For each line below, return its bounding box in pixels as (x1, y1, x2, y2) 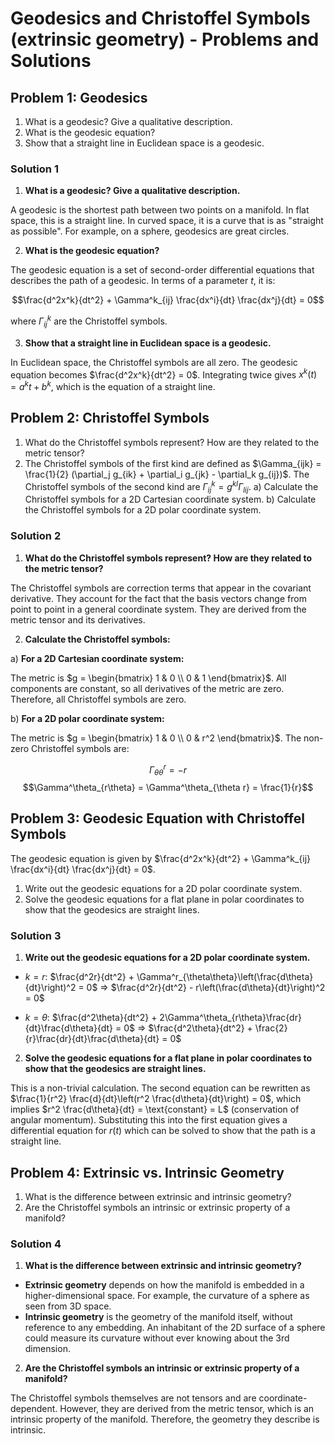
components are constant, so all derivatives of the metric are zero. (10, 682, 285, 694)
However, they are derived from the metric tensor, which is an (59, 1403, 315, 1415)
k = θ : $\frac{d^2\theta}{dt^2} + (24, 1012, 158, 1024)
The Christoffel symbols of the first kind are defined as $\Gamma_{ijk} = (24, 457, 322, 469)
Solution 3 (10, 928, 62, 942)
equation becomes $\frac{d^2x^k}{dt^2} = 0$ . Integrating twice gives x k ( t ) (10, 367, 318, 381)
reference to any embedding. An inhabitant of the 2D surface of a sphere (24, 1322, 326, 1334)
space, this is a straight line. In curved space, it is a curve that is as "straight (10, 215, 324, 227)
